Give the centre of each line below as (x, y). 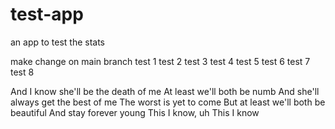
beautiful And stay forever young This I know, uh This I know (135, 112)
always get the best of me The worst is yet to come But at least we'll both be (168, 102)
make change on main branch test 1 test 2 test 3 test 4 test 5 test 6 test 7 (160, 61)
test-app (47, 14)
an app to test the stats (57, 42)
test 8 (22, 72)
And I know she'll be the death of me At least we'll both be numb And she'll (165, 91)
